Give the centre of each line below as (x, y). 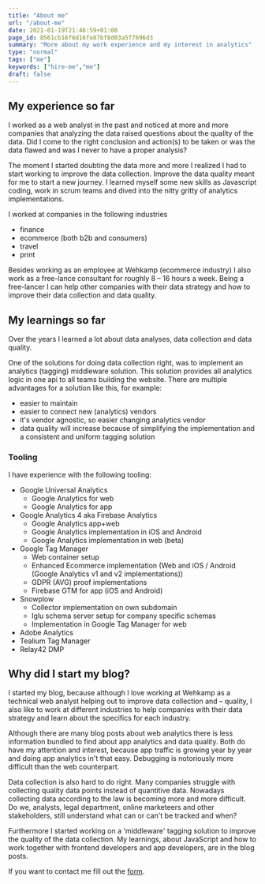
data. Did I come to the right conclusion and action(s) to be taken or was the (132, 142)
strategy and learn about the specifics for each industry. (99, 718)
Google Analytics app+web (75, 523)
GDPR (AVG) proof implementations (89, 582)
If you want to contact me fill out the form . (77, 871)
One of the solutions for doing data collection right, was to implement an (126, 363)
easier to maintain (49, 403)
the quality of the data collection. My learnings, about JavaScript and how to (132, 839)
